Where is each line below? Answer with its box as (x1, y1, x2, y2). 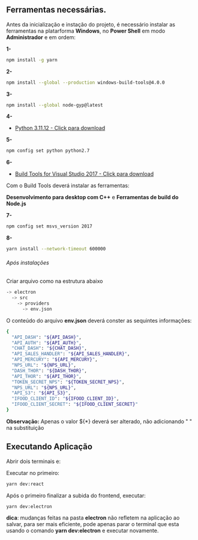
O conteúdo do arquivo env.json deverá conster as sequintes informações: (6, 317, 192, 324)
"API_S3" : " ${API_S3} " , (11, 390, 71, 396)
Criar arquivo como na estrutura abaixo (6, 278, 103, 285)
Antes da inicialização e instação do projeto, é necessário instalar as (6, 20, 176, 28)
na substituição (6, 424, 44, 431)
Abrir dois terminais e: (6, 458, 61, 465)
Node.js (6, 200, 26, 207)
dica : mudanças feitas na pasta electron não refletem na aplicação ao (6, 514, 180, 521)
